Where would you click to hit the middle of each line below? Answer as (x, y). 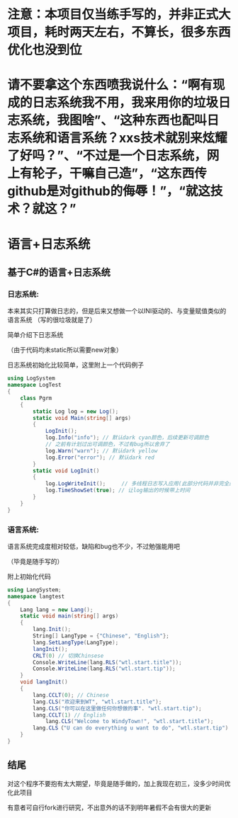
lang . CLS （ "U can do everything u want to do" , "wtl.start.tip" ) (131, 728)
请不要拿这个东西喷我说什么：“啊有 (110, 85)
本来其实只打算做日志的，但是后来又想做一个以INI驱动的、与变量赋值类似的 (117, 311)
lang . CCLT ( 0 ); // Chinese (71, 695)
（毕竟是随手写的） (35, 561)
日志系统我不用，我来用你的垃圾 (125, 103)
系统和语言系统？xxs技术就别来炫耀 (124, 138)
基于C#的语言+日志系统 (59, 272)
